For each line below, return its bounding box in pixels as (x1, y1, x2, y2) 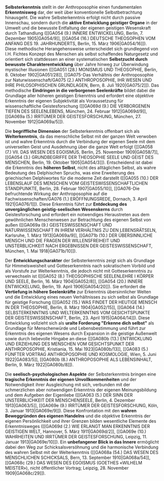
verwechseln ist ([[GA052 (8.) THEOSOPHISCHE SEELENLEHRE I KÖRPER (5, 273, 154, 279)
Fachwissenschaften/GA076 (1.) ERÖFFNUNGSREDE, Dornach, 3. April (5, 196, 147, 202)
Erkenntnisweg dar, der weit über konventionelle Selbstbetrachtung (5, 9, 142, 15)
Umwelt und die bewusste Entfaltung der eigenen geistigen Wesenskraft (5, 25, 151, 31)
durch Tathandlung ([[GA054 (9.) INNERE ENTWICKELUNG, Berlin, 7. (5, 30, 143, 36)
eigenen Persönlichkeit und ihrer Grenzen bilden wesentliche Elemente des (5, 418, 157, 424)
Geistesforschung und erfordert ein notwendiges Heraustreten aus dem (5, 212, 150, 217)
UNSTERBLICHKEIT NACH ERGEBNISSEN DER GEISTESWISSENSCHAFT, (5, 243, 153, 249)
